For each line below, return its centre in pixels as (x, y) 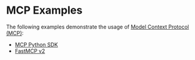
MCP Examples (44, 10)
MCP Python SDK (36, 45)
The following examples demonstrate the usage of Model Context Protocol (97, 27)
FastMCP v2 (30, 50)
